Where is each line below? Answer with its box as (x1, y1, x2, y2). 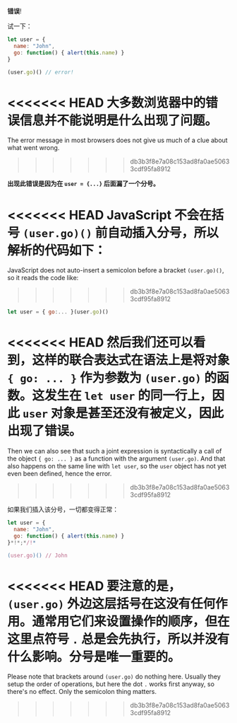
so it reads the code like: (7, 274, 79, 282)
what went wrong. (7, 144, 60, 152)
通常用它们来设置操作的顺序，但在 (32, 613, 231, 629)
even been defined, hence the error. (7, 470, 112, 478)
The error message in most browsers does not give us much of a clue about (7, 136, 228, 144)
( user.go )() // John (7, 552, 68, 559)
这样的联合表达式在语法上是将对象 (32, 352, 231, 369)
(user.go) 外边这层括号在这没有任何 (7, 596, 216, 611)
